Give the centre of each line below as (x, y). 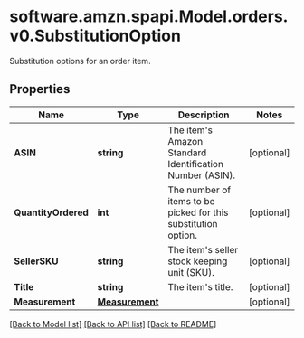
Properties (40, 89)
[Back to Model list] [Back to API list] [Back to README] (113, 324)
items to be (191, 201)
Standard (187, 153)
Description (204, 115)
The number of (199, 190)
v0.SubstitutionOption (95, 36)
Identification (195, 164)
